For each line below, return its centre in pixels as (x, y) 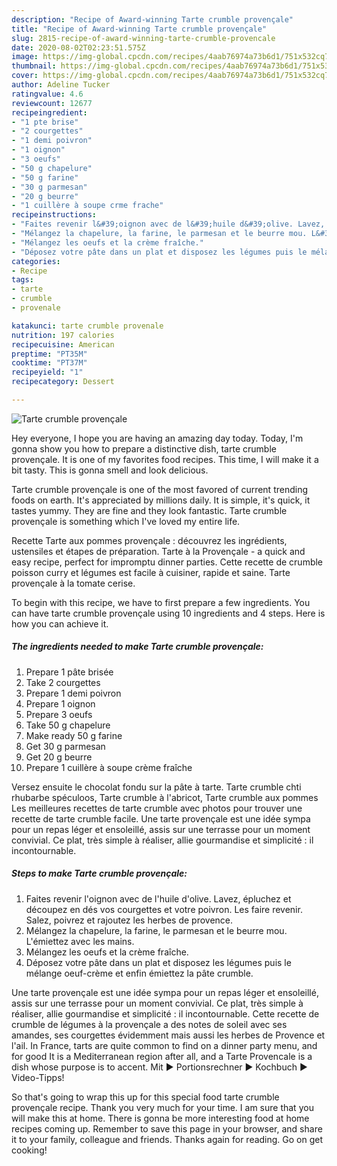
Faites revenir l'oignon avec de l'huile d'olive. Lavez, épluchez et (158, 898)
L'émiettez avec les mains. (80, 941)
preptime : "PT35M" (49, 354)
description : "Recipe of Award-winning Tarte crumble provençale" (152, 19)
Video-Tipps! (38, 1077)
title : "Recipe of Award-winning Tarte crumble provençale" (139, 29)
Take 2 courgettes (63, 682)
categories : (36, 261)
